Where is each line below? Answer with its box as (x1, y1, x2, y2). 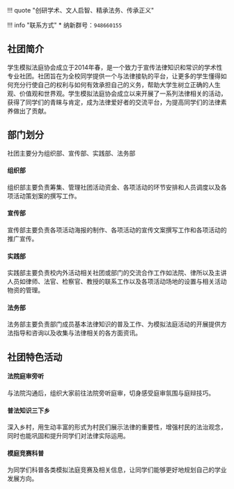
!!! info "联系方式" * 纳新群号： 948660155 (7, 21, 123, 29)
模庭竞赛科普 (7, 449, 44, 457)
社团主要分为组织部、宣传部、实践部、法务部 (7, 149, 136, 157)
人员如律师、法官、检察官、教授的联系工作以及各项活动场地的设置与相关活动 (7, 278, 227, 286)
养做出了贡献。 (7, 107, 50, 115)
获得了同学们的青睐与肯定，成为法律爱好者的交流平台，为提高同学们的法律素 (7, 98, 227, 106)
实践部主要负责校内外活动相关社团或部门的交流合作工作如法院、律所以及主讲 (7, 269, 227, 277)
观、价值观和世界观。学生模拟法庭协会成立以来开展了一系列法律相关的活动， (7, 89, 227, 98)
